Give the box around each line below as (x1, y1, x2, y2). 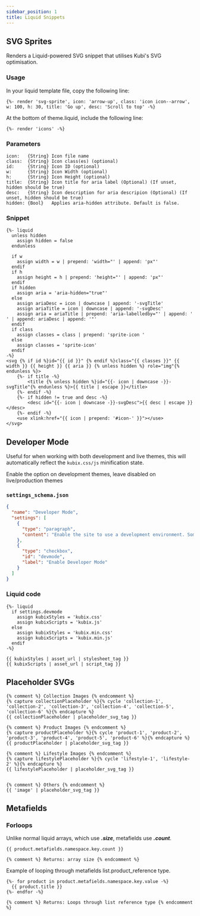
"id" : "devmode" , (21, 554, 65, 560)
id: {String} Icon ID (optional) (6, 164, 100, 169)
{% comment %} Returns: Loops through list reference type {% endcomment (6, 899, 193, 906)
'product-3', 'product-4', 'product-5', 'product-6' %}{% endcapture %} (6, 735, 190, 741)
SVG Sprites (6, 36, 52, 47)
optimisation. (6, 58, 38, 66)
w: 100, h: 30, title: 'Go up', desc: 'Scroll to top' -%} (6, 104, 156, 110)
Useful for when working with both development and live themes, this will (6, 453, 186, 460)
